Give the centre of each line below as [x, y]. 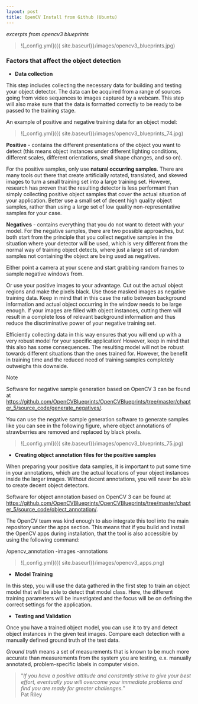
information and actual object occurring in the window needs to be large [94, 304]
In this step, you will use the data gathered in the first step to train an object [98, 585]
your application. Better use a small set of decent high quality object [89, 200]
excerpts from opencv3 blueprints [48, 34]
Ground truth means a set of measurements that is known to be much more [98, 651]
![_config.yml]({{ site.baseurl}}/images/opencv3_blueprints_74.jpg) [102, 133]
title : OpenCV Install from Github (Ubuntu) [62, 17]
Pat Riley [31, 695]
